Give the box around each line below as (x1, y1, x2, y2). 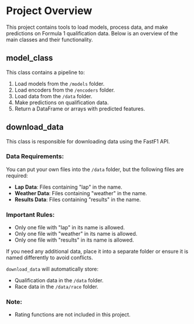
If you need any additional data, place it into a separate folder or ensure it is (6, 248, 189, 255)
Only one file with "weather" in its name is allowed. (14, 231, 138, 238)
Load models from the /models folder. (14, 80, 105, 87)
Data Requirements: (6, 152, 64, 161)
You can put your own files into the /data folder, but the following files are (6, 166, 184, 173)
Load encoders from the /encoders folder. (14, 86, 115, 93)
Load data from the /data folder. (14, 92, 93, 99)
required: (6, 172, 28, 179)
